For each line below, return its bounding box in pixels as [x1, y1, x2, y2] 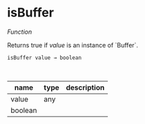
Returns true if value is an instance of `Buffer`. [7, 41, 139, 49]
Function [7, 28, 32, 36]
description [66, 83, 105, 92]
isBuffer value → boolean [7, 54, 81, 61]
